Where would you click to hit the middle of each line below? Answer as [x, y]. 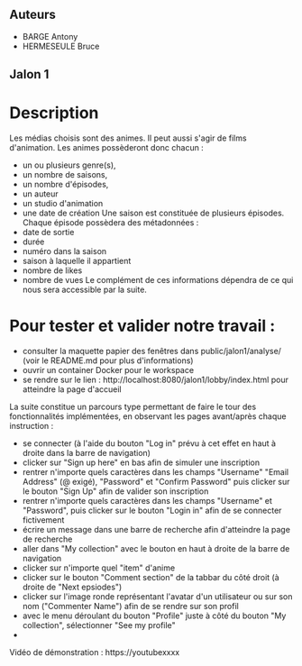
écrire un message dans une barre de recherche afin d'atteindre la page [156, 530]
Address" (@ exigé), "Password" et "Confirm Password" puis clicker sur [156, 482]
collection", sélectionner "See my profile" [99, 625]
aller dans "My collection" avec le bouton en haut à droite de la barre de [156, 549]
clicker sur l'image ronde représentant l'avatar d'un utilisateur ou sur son [157, 597]
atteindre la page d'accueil [72, 389]
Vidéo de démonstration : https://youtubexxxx [95, 652]
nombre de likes [52, 270]
